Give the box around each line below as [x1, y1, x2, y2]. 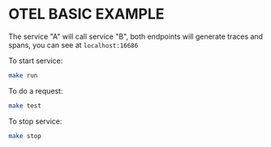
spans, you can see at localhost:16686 [8, 40, 139, 49]
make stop [8, 132, 42, 140]
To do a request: [8, 86, 63, 95]
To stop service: [8, 116, 62, 126]
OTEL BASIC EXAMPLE [8, 5, 165, 23]
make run [8, 71, 38, 79]
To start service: [8, 56, 63, 65]
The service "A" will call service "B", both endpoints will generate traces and [8, 31, 264, 41]
